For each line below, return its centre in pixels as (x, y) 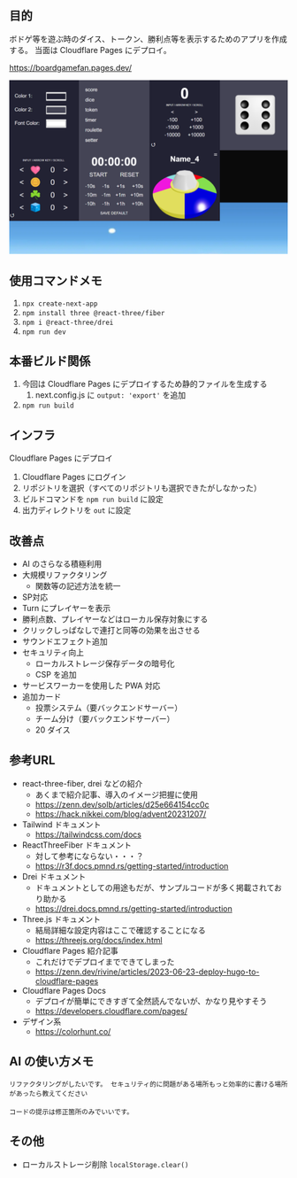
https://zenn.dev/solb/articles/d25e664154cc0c (122, 804)
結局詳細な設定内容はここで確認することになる (120, 930)
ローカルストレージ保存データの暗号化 (105, 663)
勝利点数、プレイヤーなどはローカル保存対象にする (115, 619)
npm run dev (44, 332)
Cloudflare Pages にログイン (74, 477)
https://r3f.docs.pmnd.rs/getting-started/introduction (132, 865)
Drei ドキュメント (54, 876)
